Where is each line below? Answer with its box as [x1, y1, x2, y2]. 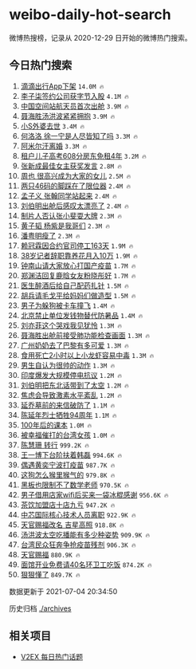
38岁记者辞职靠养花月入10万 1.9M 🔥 [20, 250, 139, 260]
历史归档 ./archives [9, 604, 72, 613]
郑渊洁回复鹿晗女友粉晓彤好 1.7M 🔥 [20, 270, 136, 280]
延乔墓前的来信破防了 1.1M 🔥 [20, 400, 116, 410]
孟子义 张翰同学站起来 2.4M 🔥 [20, 191, 118, 200]
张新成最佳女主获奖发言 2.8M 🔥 [20, 161, 123, 171]
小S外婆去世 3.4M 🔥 [20, 121, 85, 131]
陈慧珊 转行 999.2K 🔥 [20, 440, 90, 450]
